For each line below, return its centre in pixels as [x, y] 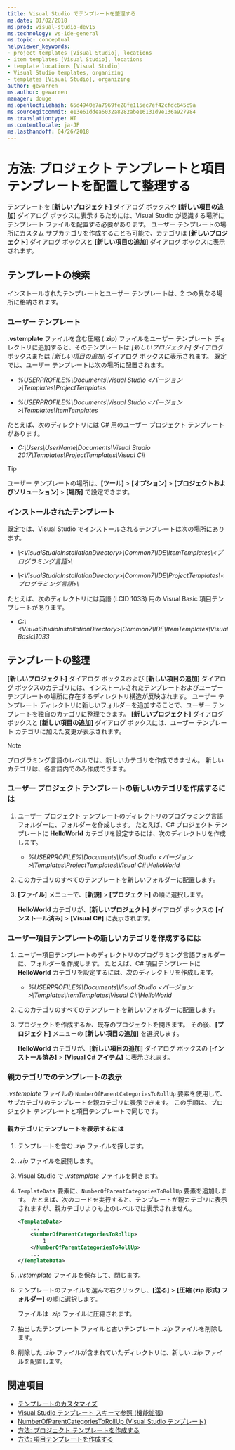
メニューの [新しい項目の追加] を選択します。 [118, 1034]
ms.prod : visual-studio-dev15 [52, 27]
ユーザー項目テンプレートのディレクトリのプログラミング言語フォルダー [122, 955]
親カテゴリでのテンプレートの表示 [65, 1077]
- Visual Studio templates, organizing [66, 72]
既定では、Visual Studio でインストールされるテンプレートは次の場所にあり [116, 529]
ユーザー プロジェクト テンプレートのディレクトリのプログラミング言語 [120, 816]
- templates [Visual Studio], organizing [69, 79]
